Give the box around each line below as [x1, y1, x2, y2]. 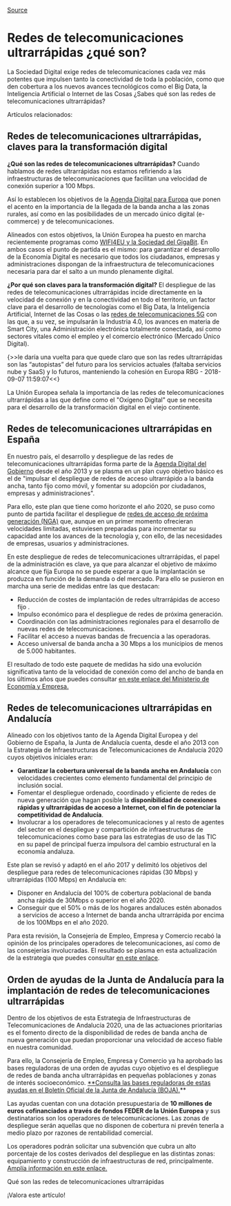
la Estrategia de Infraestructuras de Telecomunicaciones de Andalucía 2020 [7, 746, 223, 754]
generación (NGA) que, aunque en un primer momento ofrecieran [7, 517, 193, 525]
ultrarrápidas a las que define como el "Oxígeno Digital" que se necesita [7, 396, 212, 404]
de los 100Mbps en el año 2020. [17, 918, 109, 927]
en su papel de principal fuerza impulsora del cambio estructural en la [17, 840, 217, 848]
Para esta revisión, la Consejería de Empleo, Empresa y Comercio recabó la [7, 931, 221, 940]
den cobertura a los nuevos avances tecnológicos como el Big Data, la [7, 82, 208, 91]
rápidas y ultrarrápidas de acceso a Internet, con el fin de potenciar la [17, 804, 221, 812]
